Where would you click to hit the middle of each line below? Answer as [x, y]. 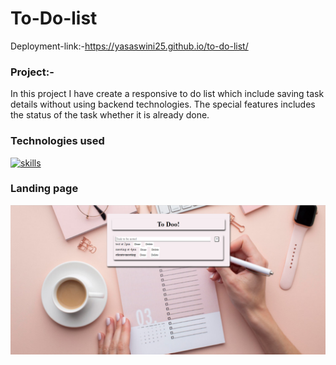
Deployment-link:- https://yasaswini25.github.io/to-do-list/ [129, 46]
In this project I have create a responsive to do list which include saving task [167, 94]
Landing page [44, 189]
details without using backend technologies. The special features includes [163, 104]
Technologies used [57, 141]
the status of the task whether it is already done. [110, 115]
